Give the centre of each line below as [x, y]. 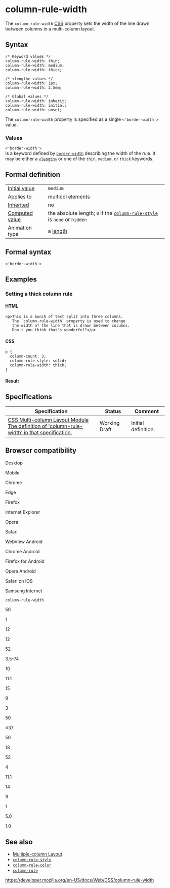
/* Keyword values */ [28, 56]
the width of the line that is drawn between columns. [71, 326]
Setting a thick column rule [39, 294]
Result [12, 381]
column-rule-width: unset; [34, 110]
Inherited [18, 205]
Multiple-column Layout [37, 854]
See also [19, 842]
